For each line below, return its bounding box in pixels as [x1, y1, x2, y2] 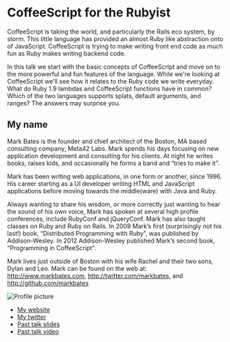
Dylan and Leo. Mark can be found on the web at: [7, 264, 148, 272]
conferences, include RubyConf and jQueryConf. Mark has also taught [7, 215, 206, 223]
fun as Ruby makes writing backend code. [7, 49, 126, 58]
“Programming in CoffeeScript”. [7, 243, 96, 252]
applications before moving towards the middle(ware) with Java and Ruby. [7, 186, 218, 195]
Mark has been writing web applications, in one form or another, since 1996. [7, 172, 222, 180]
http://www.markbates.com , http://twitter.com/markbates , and [7, 271, 183, 280]
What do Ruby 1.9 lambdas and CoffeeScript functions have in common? [7, 84, 212, 93]
